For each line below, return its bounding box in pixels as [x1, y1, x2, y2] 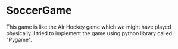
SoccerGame [6, 4, 73, 17]
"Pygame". [6, 36, 33, 43]
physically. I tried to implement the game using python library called [6, 29, 173, 36]
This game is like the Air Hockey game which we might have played [6, 23, 171, 30]
